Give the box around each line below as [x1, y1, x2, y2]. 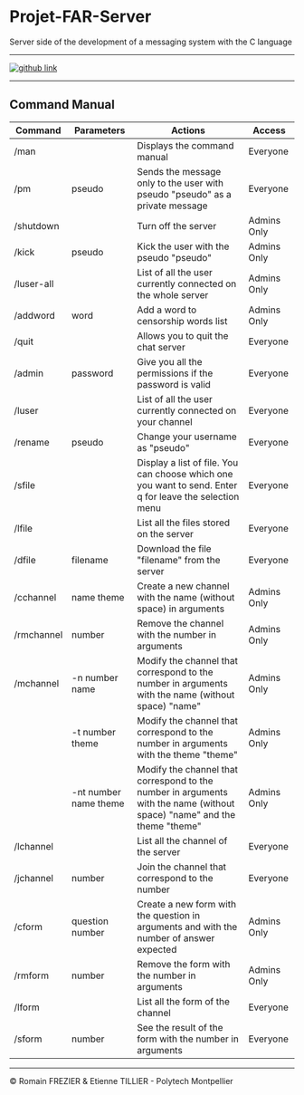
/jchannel [14, 871, 54, 884]
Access [252, 124, 287, 137]
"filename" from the [137, 553, 221, 566]
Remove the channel [137, 617, 224, 629]
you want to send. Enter [137, 478, 238, 491]
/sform [14, 1033, 43, 1045]
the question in [137, 908, 201, 921]
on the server [137, 527, 195, 540]
